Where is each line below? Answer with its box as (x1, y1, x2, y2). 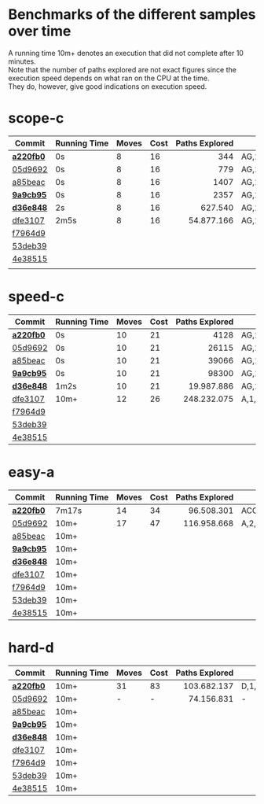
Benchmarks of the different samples (8, 6, 256, 24)
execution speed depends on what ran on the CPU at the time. (8, 73, 210, 83)
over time (8, 22, 71, 40)
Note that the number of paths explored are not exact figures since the (8, 65, 237, 74)
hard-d (8, 639, 54, 656)
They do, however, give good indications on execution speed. (8, 81, 207, 91)
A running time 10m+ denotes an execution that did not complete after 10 (8, 48, 244, 57)
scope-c (8, 109, 64, 127)
